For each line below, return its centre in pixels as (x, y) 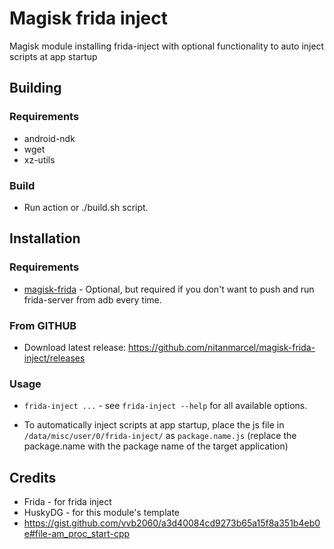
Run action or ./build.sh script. (86, 207)
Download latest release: (75, 347)
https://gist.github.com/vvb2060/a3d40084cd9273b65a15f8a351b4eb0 (172, 523)
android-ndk (49, 138)
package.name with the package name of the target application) (156, 446)
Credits (33, 477)
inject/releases (54, 358)
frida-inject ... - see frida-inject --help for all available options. (165, 406)
